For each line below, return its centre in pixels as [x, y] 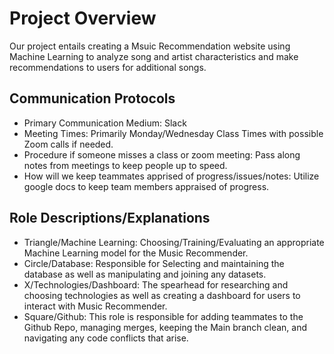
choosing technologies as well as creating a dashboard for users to [162, 295]
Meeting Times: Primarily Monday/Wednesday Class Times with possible [173, 133]
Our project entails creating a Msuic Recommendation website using [150, 46]
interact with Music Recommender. [95, 306]
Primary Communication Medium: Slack [105, 123]
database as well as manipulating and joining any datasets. [145, 274]
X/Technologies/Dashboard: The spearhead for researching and [156, 284]
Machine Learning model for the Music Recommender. [136, 253]
